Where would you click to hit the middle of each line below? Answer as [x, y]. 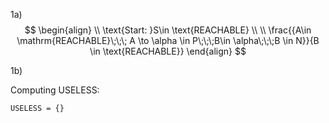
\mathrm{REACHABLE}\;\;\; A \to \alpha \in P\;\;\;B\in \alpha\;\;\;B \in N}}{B [168, 40]
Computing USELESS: [55, 90]
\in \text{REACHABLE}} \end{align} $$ [168, 51]
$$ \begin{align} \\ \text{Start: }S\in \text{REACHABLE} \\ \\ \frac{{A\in [168, 30]
